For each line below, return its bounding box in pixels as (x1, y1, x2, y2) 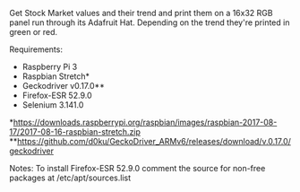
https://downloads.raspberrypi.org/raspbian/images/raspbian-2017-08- (13, 117, 278, 127)
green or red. (9, 27, 58, 37)
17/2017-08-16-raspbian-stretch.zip (9, 127, 141, 137)
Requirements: (9, 44, 63, 55)
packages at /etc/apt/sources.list (9, 172, 132, 183)
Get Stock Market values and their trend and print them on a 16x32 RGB (9, 8, 273, 18)
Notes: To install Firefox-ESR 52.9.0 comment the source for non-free (9, 163, 266, 173)
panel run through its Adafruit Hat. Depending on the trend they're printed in (9, 17, 290, 28)
